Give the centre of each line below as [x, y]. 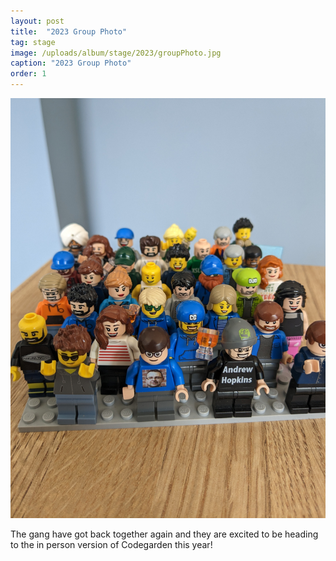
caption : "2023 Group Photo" [71, 63]
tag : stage [33, 42]
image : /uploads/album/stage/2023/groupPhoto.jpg [116, 53]
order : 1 [28, 74]
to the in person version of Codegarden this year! [111, 544]
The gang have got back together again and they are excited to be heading [164, 534]
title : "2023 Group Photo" [69, 31]
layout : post [37, 21]
